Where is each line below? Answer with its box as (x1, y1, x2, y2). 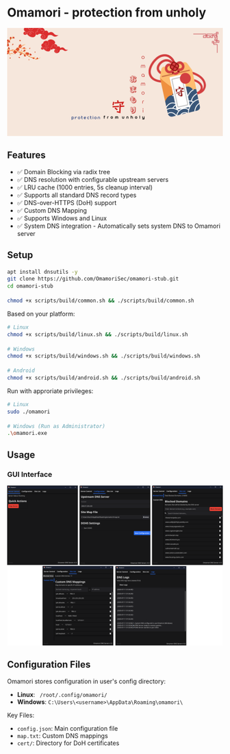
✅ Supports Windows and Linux (16, 214, 107, 222)
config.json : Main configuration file (16, 724, 118, 732)
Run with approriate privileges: (7, 386, 94, 395)
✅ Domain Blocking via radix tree (16, 167, 111, 176)
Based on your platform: (7, 309, 75, 318)
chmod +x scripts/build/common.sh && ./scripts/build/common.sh (7, 297, 194, 305)
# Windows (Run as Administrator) (7, 423, 106, 429)
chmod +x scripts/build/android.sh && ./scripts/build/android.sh (7, 375, 201, 381)
